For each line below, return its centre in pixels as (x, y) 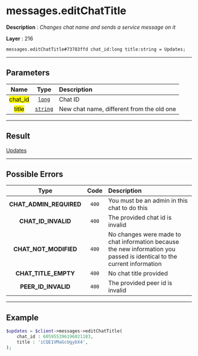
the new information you (142, 249)
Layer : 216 (20, 38)
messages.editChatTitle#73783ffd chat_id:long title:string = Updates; (96, 49)
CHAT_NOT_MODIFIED (45, 249)
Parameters (28, 73)
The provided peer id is (140, 283)
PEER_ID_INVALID (45, 287)
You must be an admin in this (148, 201)
